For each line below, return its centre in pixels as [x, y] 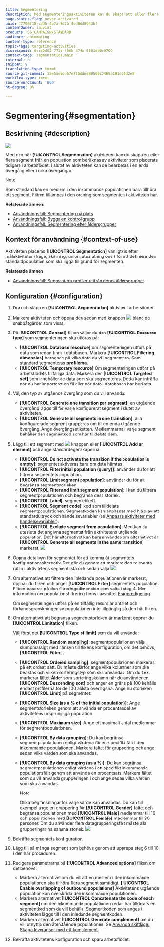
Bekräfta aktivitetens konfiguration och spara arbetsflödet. [71, 939]
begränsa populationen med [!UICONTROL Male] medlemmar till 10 [88, 813]
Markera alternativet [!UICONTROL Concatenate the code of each [87, 898]
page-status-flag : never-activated [42, 19]
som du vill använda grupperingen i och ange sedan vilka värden [85, 778]
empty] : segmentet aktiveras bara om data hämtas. [72, 464]
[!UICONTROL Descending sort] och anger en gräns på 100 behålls [88, 683]
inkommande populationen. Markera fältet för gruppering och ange [87, 748]
